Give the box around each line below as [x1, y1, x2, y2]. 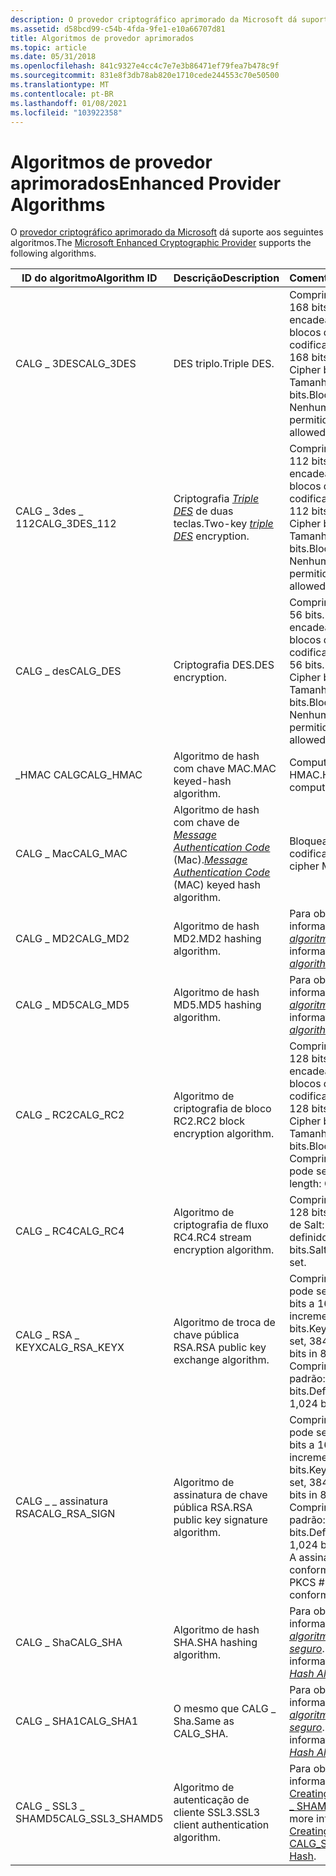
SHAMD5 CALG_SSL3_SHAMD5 [15, 1812, 164, 1826]
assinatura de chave [173, 1488, 268, 1502]
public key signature [173, 1513, 268, 1527]
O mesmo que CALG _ [173, 1702, 277, 1716]
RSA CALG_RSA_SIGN [15, 1507, 116, 1521]
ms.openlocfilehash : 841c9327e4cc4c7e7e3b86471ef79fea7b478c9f [10, 61, 280, 71]
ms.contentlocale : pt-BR [10, 89, 114, 99]
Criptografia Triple [173, 492, 260, 506]
